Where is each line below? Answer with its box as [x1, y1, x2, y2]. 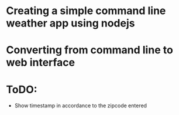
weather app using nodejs [6, 16, 135, 30]
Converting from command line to [6, 43, 174, 57]
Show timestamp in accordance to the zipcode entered [14, 102, 147, 109]
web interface [6, 56, 75, 69]
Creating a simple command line [6, 4, 166, 18]
